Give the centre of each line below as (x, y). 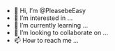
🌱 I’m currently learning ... (51, 25)
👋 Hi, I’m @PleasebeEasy (49, 11)
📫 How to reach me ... (46, 40)
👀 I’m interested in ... (43, 18)
